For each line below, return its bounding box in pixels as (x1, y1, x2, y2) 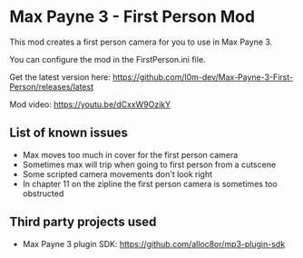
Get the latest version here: (9, 71, 111, 83)
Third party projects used (9, 214, 157, 230)
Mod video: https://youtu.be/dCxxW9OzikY (9, 98, 171, 110)
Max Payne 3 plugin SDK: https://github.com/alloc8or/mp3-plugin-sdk (22, 238, 286, 249)
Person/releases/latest (9, 81, 93, 92)
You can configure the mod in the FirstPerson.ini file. (9, 54, 206, 64)
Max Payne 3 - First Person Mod (9, 6, 256, 27)
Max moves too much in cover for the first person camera (22, 149, 239, 160)
